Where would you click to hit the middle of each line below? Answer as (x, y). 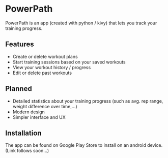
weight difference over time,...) (45, 106)
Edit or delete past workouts (42, 73)
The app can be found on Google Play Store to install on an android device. (84, 145)
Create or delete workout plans (45, 56)
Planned (19, 89)
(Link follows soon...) (27, 151)
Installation (23, 133)
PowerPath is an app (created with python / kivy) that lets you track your (81, 23)
